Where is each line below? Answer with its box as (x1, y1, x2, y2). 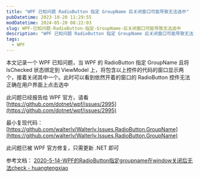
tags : (6, 36, 20, 42)
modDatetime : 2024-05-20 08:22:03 (6, 20, 92, 26)
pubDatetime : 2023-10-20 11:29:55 (6, 14, 92, 20)
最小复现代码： (6, 119, 43, 126)
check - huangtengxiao (11, 164, 68, 171)
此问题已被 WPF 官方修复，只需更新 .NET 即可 (6, 144, 119, 151)
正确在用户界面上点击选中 (6, 81, 69, 88)
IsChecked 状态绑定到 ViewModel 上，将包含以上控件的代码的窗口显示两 (6, 66, 185, 73)
